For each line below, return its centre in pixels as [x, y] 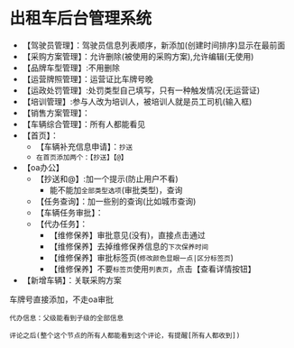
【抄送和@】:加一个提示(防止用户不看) [107, 179]
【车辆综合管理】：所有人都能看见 [84, 124]
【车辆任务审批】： [69, 212]
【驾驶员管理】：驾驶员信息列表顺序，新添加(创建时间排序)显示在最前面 [154, 45]
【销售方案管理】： [56, 113]
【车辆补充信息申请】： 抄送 [84, 146]
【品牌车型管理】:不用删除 [71, 68]
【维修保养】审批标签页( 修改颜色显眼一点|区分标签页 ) [142, 257]
